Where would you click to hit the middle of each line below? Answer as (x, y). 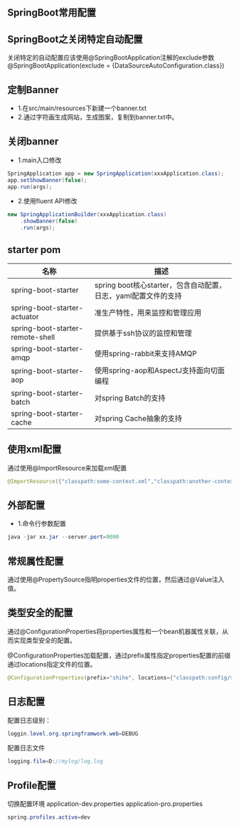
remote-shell (33, 337)
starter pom (34, 250)
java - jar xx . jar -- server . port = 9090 (63, 537)
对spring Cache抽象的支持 (139, 418)
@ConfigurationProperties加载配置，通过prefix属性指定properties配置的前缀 (119, 655)
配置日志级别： (29, 720)
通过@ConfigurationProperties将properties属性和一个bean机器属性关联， (115, 631)
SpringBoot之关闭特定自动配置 (75, 39)
